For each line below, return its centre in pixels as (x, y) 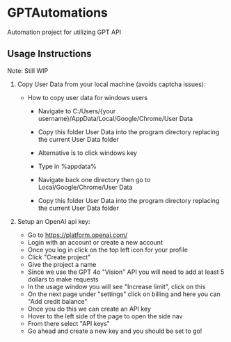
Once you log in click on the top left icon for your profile (107, 250)
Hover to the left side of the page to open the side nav (105, 316)
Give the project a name (62, 264)
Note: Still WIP (28, 70)
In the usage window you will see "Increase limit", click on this (117, 286)
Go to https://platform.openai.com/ (78, 235)
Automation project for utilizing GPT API (64, 32)
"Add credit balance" (57, 301)
